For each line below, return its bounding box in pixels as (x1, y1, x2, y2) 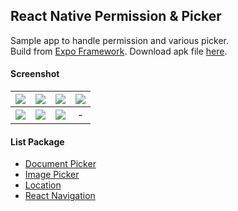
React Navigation (24, 190, 96, 202)
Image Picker (24, 169, 80, 181)
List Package (10, 135, 65, 148)
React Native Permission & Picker (10, 8, 222, 25)
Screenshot (10, 68, 60, 80)
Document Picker (24, 158, 97, 170)
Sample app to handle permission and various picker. (10, 34, 230, 46)
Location (24, 179, 62, 191)
